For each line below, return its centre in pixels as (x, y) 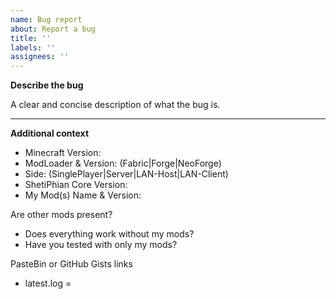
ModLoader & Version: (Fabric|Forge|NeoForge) (123, 163)
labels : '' (33, 47)
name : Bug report (46, 19)
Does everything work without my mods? (109, 234)
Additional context (50, 133)
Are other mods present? (61, 215)
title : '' (31, 38)
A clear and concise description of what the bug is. (115, 105)
